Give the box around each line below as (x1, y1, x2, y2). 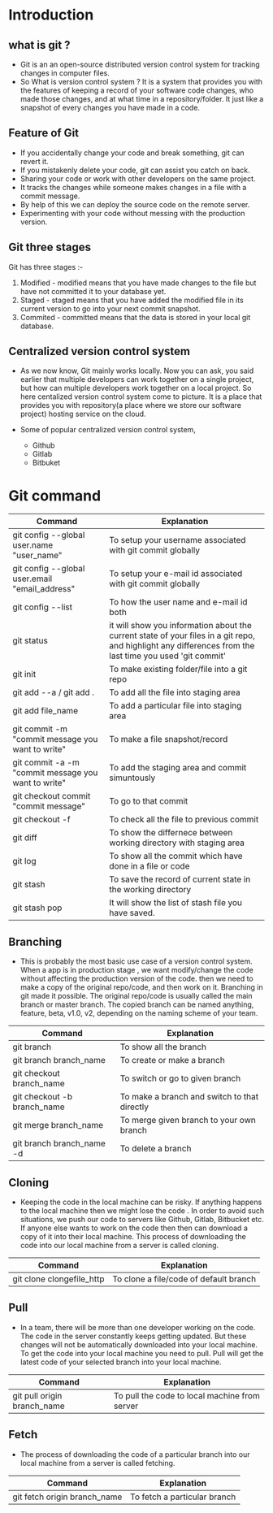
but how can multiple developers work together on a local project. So (19, 384, 252, 393)
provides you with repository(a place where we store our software (19, 401, 242, 410)
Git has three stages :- (8, 262, 84, 271)
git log (12, 856, 37, 867)
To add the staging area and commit (109, 762, 247, 774)
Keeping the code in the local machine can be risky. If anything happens (19, 1197, 262, 1207)
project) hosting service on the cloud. (19, 409, 146, 419)
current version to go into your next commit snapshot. (19, 303, 201, 314)
